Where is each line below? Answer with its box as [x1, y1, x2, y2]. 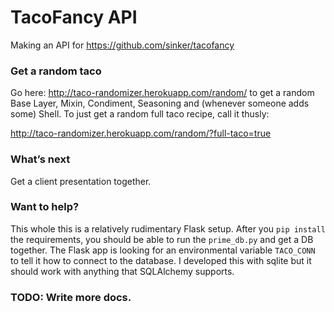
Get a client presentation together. [10, 175, 152, 187]
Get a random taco [10, 64, 102, 78]
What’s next [10, 152, 71, 166]
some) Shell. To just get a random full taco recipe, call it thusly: [10, 108, 270, 120]
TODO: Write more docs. [10, 290, 132, 304]
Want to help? [10, 200, 80, 214]
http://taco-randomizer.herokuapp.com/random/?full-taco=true [10, 127, 272, 140]
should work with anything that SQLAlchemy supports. [10, 265, 235, 277]
